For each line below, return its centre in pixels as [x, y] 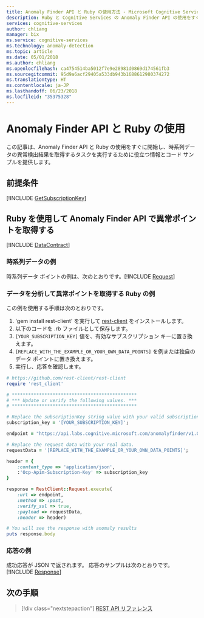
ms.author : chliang [31, 63]
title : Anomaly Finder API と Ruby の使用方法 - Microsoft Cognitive [93, 12]
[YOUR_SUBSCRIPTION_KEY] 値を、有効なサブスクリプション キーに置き [101, 336]
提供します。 [38, 162]
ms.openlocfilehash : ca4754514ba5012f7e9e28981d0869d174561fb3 [88, 68]
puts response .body [31, 534]
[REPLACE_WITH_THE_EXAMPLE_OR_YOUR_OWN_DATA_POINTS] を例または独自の [105, 351]
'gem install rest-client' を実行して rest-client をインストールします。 [101, 321]
